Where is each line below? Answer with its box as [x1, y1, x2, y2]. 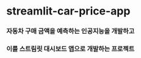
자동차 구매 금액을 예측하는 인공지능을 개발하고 [6, 27, 135, 36]
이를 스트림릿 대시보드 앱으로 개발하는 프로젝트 [6, 45, 135, 53]
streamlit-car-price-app [6, 4, 131, 18]
